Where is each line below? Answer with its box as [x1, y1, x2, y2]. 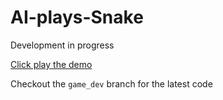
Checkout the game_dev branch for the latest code [10, 77, 213, 90]
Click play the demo [10, 58, 93, 70]
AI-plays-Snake [10, 6, 144, 29]
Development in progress [10, 39, 115, 51]
